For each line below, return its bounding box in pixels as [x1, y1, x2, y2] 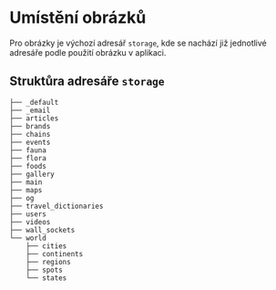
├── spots [26, 265, 64, 274]
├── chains [9, 129, 51, 139]
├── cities [26, 241, 67, 251]
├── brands [9, 121, 51, 130]
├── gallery [9, 170, 55, 179]
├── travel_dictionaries [9, 202, 104, 211]
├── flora [9, 153, 47, 162]
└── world [9, 233, 47, 243]
